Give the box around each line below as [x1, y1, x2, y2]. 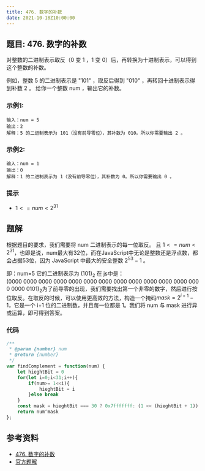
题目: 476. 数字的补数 [6, 39, 87, 49]
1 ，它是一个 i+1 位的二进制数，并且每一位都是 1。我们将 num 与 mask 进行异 [6, 301, 198, 309]
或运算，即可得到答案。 [6, 309, 65, 317]
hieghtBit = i [39, 386, 75, 392]
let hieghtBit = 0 [17, 369, 64, 375]
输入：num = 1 [6, 160, 40, 167]
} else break [28, 391, 59, 398]
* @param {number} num [9, 346, 67, 352]
